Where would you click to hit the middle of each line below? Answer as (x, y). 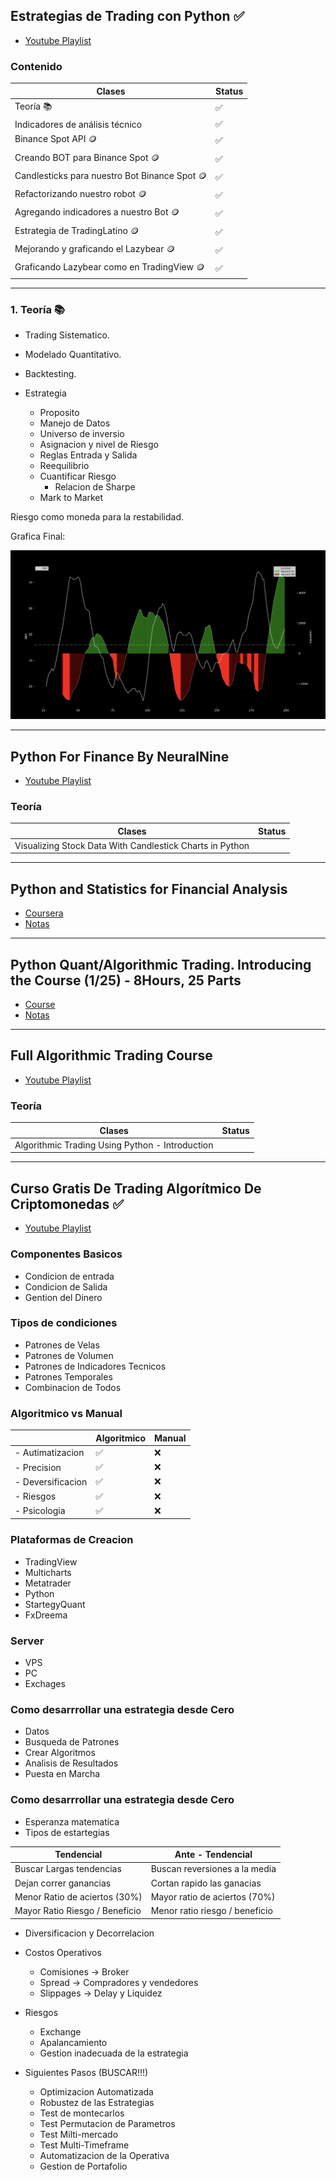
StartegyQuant (55, 1604)
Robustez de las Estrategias (97, 2102)
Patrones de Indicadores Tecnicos (95, 1366)
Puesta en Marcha (62, 1774)
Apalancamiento (73, 2042)
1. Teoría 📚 (38, 309)
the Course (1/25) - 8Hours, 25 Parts (126, 980)
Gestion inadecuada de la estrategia (114, 2053)
